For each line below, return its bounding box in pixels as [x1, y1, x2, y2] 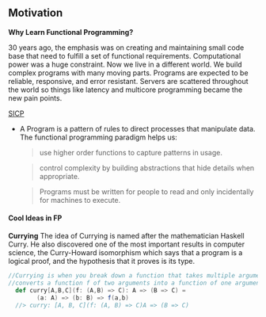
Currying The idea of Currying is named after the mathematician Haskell [8, 231, 245, 241]
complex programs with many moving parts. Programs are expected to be [8, 67, 249, 78]
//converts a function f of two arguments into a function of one [8, 279, 232, 287]
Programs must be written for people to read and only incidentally [39, 186, 254, 197]
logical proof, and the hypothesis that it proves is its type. [8, 257, 196, 266]
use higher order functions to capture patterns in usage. [39, 147, 223, 157]
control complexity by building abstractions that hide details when [39, 162, 255, 173]
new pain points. [8, 93, 63, 102]
